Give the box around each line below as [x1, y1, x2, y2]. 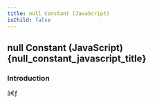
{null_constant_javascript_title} [7, 52, 147, 64]
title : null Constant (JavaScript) [7, 10, 110, 17]
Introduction [7, 73, 50, 83]
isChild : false [7, 17, 51, 23]
